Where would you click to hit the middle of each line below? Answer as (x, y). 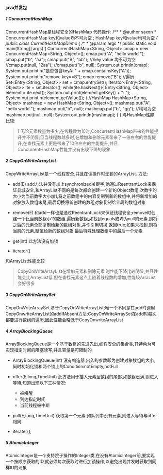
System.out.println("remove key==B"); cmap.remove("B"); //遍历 (70, 77)
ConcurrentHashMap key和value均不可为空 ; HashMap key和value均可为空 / (81, 38)
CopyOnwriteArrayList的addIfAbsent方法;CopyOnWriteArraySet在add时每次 (81, 314)
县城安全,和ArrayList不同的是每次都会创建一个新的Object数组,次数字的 (87, 190)
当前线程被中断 (35, 405)
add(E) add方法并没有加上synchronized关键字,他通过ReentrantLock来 (82, 184)
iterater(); (22, 431)
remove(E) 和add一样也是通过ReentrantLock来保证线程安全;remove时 (82, 212)
